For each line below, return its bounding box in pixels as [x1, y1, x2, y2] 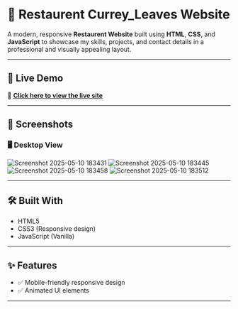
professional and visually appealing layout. [7, 45, 132, 53]
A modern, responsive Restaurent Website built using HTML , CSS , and [7, 30, 216, 38]
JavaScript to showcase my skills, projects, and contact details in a [7, 37, 204, 45]
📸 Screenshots [7, 119, 74, 131]
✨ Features [7, 259, 57, 271]
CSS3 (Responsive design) [17, 224, 96, 233]
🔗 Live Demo [7, 72, 64, 85]
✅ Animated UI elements [17, 286, 90, 295]
